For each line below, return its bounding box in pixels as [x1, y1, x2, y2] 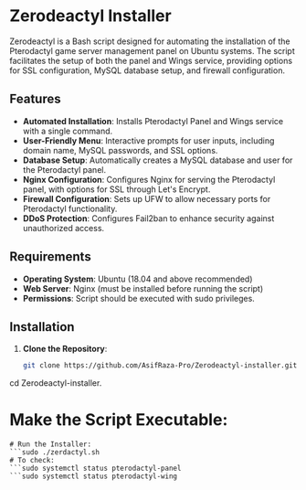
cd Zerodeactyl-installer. [9, 378, 102, 389]
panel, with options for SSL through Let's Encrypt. [22, 184, 211, 195]
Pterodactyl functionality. [22, 203, 118, 214]
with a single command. [22, 125, 113, 136]
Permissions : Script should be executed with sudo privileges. [22, 293, 256, 304]
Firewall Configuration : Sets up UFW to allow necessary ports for [22, 193, 271, 204]
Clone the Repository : [22, 344, 108, 355]
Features [9, 91, 61, 107]
